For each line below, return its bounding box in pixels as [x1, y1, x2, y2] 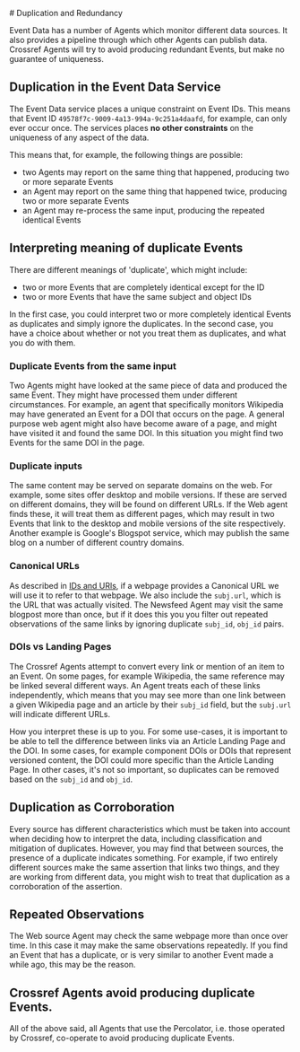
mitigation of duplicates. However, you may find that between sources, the [9, 843, 284, 854]
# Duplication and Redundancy [9, 8, 124, 18]
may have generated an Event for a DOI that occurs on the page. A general [9, 408, 285, 419]
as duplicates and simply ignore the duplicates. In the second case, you [9, 318, 274, 329]
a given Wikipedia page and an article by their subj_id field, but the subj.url [9, 699, 292, 710]
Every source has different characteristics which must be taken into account [9, 823, 291, 834]
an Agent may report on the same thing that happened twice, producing [21, 186, 287, 197]
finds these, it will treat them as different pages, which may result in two [9, 509, 275, 520]
